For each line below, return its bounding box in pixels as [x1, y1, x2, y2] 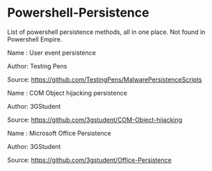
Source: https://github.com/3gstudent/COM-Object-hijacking [7, 116, 183, 124]
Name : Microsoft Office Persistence [7, 129, 111, 137]
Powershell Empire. [7, 35, 63, 43]
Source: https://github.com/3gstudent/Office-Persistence [7, 156, 172, 164]
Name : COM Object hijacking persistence [7, 89, 127, 97]
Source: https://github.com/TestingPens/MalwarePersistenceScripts [7, 75, 202, 84]
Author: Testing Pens [7, 62, 67, 70]
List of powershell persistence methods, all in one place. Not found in [7, 28, 206, 36]
